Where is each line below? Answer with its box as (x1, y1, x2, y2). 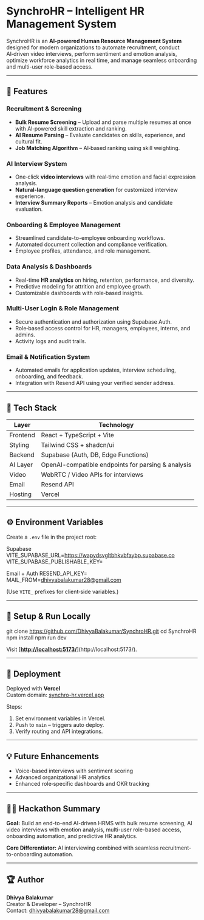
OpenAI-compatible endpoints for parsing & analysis (41, 460, 192, 469)
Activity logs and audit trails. (15, 337, 87, 344)
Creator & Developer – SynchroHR (6, 900, 92, 907)
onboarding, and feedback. (15, 373, 83, 380)
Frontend (9, 431, 35, 439)
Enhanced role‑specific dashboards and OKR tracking (15, 780, 150, 788)
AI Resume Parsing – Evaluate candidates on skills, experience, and (15, 131, 185, 138)
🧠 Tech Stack (6, 403, 57, 413)
